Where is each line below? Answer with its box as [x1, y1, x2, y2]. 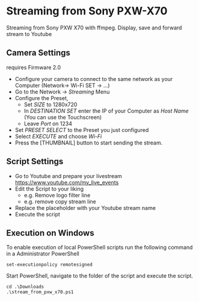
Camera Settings [6, 48, 71, 58]
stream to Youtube [6, 30, 52, 37]
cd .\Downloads [6, 284, 44, 290]
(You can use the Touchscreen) [23, 113, 102, 121]
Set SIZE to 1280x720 [23, 101, 78, 108]
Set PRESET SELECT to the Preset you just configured [14, 126, 149, 133]
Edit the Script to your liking [14, 185, 84, 192]
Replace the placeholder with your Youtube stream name [14, 204, 156, 211]
